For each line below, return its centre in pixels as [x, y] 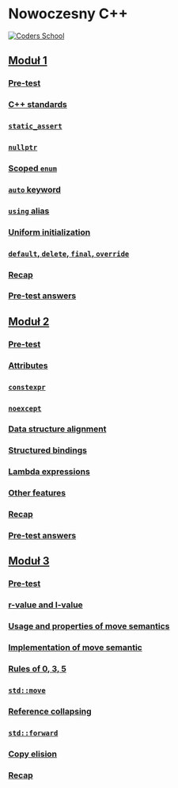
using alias [29, 211]
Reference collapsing [50, 711]
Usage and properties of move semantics [89, 626]
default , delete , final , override [69, 253]
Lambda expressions [49, 472]
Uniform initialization [49, 232]
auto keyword [35, 189]
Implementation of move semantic [75, 648]
